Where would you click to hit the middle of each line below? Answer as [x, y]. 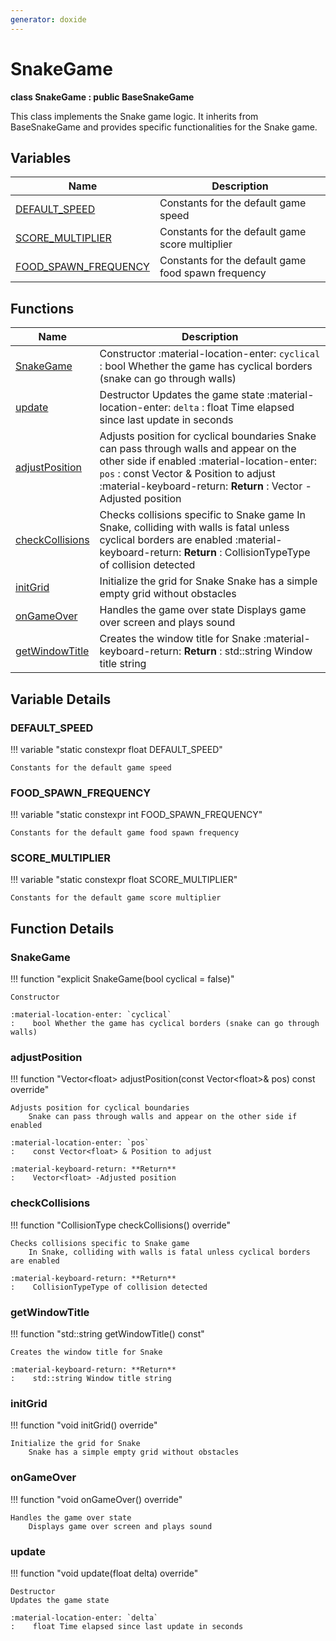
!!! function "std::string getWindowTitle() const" [107, 1334]
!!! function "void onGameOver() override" [96, 1499]
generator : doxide [48, 19]
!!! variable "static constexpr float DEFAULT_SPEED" [116, 749]
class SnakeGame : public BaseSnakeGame [102, 97]
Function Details [62, 928]
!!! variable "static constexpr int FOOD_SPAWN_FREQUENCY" [136, 815]
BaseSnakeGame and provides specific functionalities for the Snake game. [164, 127]
